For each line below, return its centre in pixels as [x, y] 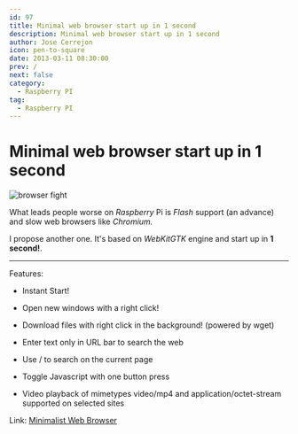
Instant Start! [46, 291]
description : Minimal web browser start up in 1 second [114, 34]
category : [27, 83]
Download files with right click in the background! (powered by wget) [148, 325]
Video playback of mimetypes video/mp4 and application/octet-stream [152, 394]
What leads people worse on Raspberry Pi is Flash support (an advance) [142, 213]
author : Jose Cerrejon [51, 42]
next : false [31, 75]
